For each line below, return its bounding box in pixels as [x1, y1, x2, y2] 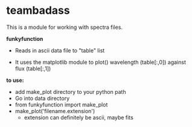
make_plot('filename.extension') [14, 107, 95, 114]
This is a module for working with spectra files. [6, 23, 123, 31]
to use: [6, 76, 24, 84]
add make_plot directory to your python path [14, 88, 126, 95]
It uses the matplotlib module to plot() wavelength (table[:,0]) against [14, 58, 186, 66]
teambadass [6, 4, 71, 17]
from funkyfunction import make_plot [14, 101, 108, 108]
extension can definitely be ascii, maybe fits [24, 114, 134, 121]
